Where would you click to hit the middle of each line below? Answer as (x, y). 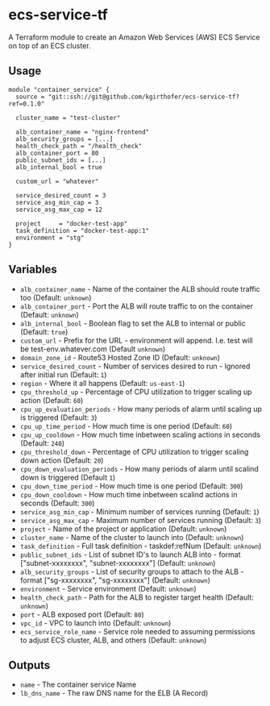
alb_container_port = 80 (57, 153)
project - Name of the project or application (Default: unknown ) (123, 529)
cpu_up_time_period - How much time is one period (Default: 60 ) (126, 426)
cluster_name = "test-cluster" (68, 118)
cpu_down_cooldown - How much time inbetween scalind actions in (129, 494)
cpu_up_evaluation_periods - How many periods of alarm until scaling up (141, 409)
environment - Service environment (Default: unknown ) (108, 588)
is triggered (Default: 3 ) (58, 417)
